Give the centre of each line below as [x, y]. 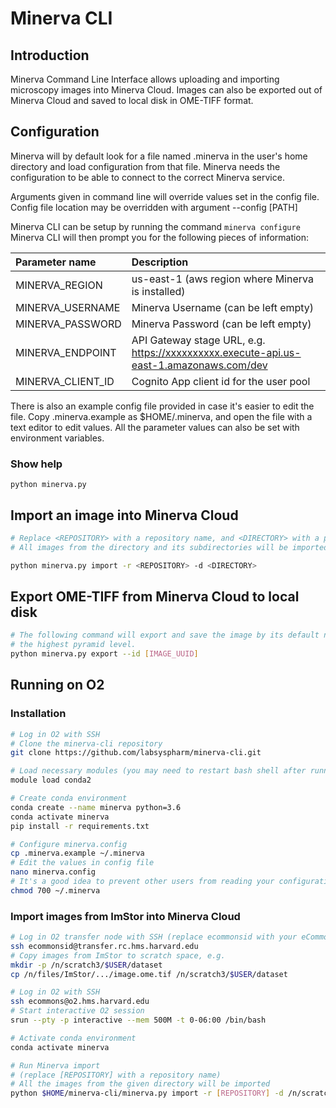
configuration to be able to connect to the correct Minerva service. [147, 177]
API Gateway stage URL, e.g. [198, 340]
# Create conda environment [69, 798]
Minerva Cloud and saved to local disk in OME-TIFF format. [132, 100]
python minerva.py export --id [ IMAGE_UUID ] [104, 654]
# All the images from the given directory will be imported [140, 1084]
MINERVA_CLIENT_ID [65, 381]
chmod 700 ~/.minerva [55, 890]
